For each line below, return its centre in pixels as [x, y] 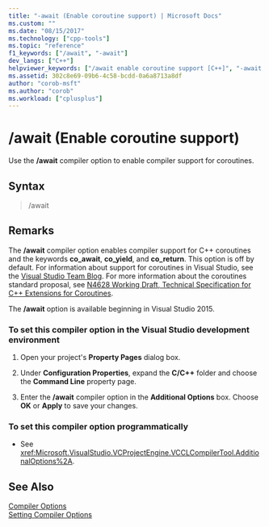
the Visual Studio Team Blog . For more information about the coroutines [128, 276]
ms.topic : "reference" [46, 46]
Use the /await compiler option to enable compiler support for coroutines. [131, 161]
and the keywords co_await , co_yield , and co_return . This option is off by [131, 258]
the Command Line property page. [78, 382]
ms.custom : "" [32, 23]
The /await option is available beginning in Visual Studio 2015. [112, 308]
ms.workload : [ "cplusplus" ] [56, 98]
